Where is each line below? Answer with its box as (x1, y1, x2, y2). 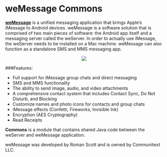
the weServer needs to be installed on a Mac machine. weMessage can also (5, 40, 162, 46)
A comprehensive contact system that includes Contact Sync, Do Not (12, 90, 155, 96)
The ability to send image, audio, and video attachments (12, 85, 128, 91)
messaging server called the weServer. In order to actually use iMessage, (5, 35, 156, 41)
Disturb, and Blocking (12, 96, 57, 102)
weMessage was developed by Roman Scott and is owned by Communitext (5, 142, 160, 148)
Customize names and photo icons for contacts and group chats (12, 101, 145, 107)
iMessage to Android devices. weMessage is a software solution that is (5, 24, 151, 30)
